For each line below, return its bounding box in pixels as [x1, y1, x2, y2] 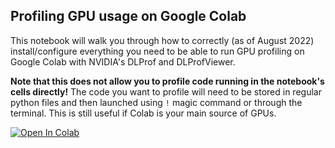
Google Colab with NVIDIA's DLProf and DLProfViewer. [10, 55, 236, 68]
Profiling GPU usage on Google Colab [10, 8, 247, 25]
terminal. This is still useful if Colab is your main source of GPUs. [10, 107, 277, 119]
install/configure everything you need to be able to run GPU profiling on [10, 45, 305, 57]
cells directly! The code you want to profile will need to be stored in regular [10, 85, 322, 98]
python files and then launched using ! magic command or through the [10, 96, 303, 108]
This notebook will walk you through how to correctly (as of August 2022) [10, 34, 315, 46]
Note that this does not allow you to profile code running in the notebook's [10, 75, 325, 87]
